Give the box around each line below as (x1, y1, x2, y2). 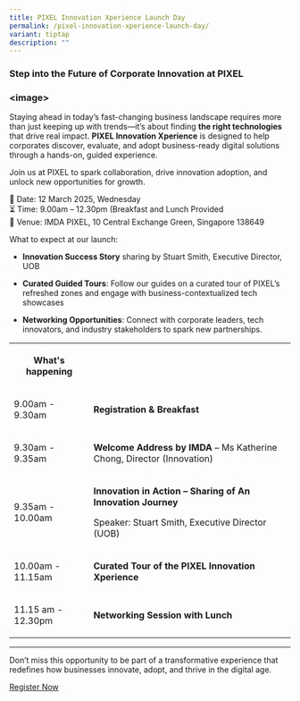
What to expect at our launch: (9, 234, 119, 245)
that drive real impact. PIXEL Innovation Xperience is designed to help (9, 131, 270, 141)
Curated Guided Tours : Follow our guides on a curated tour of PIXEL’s (21, 278, 280, 289)
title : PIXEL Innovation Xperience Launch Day (9, 13, 186, 22)
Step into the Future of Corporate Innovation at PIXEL (9, 68, 244, 80)
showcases (21, 297, 64, 308)
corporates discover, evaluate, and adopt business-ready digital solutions (9, 140, 279, 151)
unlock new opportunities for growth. (9, 176, 146, 188)
